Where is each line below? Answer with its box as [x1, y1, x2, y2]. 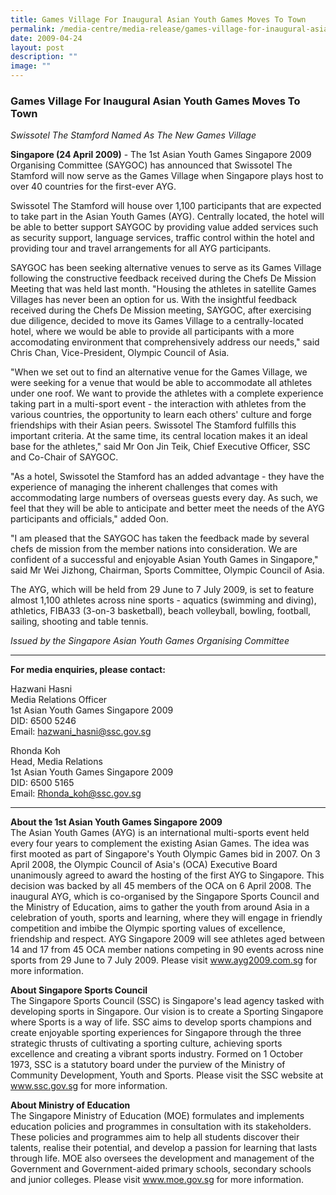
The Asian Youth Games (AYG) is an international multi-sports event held [10, 827, 310, 839]
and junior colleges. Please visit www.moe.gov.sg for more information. [10, 1174, 304, 1186]
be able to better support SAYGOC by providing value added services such [10, 221, 319, 233]
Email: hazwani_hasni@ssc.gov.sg [10, 726, 152, 738]
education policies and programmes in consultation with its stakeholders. [10, 1121, 312, 1133]
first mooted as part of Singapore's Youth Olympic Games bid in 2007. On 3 [10, 848, 321, 860]
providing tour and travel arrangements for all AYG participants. [10, 242, 272, 255]
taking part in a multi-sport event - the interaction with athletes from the [10, 398, 307, 410]
